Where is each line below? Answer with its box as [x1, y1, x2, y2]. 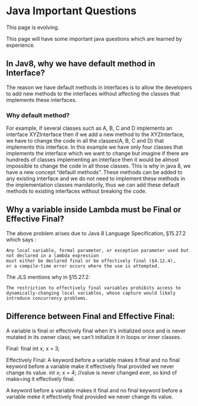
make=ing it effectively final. [6, 375, 75, 382]
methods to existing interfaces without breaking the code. [6, 188, 147, 195]
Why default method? [6, 111, 70, 119]
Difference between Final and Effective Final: [6, 311, 176, 321]
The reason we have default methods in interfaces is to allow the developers [6, 84, 192, 91]
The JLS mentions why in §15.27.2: [6, 273, 90, 280]
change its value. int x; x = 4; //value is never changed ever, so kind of [6, 369, 177, 376]
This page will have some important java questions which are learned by [6, 35, 182, 42]
